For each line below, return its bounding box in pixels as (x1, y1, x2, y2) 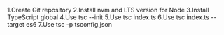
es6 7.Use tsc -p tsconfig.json (25, 21, 112, 28)
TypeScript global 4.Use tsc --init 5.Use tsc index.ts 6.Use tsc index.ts (7, 13, 210, 21)
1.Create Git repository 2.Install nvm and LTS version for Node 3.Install (7, 6, 209, 14)
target (7, 21, 24, 28)
